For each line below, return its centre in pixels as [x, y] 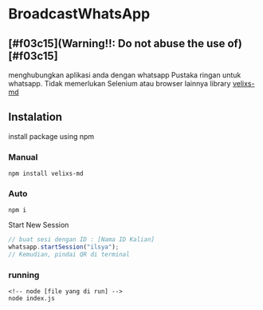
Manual [23, 157]
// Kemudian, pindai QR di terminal [69, 255]
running [24, 275]
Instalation [35, 117]
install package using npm [51, 136]
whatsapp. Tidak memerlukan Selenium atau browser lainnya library [120, 83]
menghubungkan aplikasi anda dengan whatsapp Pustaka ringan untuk [125, 75]
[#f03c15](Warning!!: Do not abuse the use [117, 44]
